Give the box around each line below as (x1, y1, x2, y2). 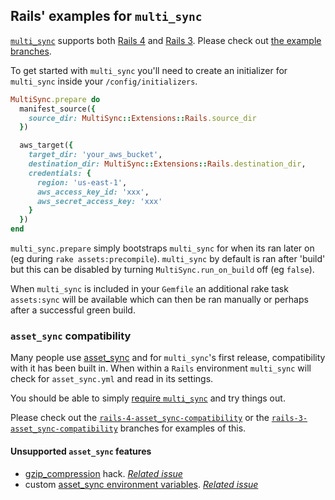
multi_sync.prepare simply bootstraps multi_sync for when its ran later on (10, 242, 315, 254)
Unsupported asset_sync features (10, 445, 152, 457)
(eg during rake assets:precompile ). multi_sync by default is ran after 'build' (10, 253, 326, 265)
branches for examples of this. (119, 422, 247, 434)
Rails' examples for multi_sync (10, 8, 203, 25)
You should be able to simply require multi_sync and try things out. (10, 392, 286, 404)
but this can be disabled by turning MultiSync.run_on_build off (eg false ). (10, 264, 315, 276)
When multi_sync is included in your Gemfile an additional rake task (10, 283, 289, 295)
